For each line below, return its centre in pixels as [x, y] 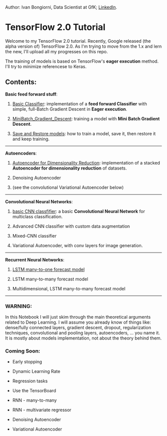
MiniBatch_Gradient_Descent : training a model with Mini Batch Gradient [86, 118]
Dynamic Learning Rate [36, 371]
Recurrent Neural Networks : [35, 260]
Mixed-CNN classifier [35, 236]
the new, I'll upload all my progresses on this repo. [57, 51]
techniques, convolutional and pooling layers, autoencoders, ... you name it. [83, 333]
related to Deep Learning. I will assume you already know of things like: [78, 322]
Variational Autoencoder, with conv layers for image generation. [78, 245]
